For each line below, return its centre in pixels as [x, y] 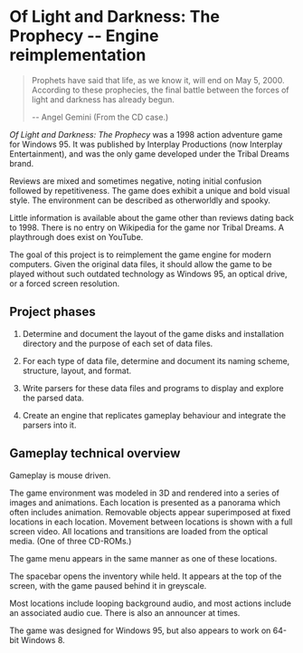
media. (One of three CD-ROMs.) [71, 541]
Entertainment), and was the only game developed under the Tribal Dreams [149, 154]
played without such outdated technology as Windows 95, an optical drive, [148, 274]
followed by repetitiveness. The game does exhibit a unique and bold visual [150, 190]
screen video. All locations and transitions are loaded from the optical [139, 531]
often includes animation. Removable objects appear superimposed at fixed [150, 512]
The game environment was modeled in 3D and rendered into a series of [145, 493]
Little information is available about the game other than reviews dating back [151, 217]
